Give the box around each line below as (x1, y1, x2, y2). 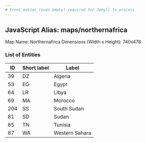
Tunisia (53, 121, 71, 128)
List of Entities (5, 51, 41, 58)
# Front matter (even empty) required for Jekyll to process (5, 7, 135, 12)
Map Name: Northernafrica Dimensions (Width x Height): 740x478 (5, 39, 141, 45)
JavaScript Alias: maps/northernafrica (5, 26, 128, 34)
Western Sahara (53, 129, 91, 136)
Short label (22, 64, 49, 71)
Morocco (53, 97, 75, 104)
